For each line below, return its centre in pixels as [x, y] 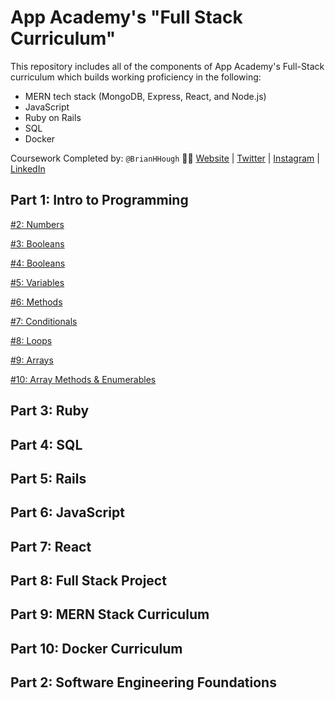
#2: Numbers [37, 224]
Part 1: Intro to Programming [99, 200]
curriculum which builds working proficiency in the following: [136, 77]
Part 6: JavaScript [67, 512]
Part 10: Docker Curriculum [96, 648]
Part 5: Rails [48, 478]
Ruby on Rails [53, 117]
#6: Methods [36, 302]
